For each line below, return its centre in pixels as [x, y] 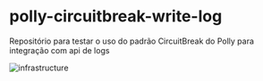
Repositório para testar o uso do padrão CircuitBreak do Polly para [132, 41]
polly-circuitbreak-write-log [116, 16]
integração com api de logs [59, 50]
